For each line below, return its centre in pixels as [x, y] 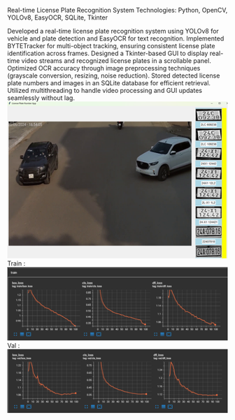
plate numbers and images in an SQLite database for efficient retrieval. [109, 83]
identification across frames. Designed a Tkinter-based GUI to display [108, 53]
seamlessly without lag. [41, 98]
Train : [16, 263]
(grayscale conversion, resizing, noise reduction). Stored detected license [114, 75]
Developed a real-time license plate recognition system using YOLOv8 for [113, 31]
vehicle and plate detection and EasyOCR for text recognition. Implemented [116, 38]
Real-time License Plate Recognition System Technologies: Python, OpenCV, [117, 10]
